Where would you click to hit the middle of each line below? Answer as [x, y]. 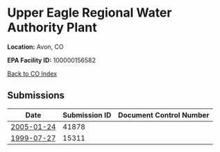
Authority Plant [52, 27]
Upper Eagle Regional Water [90, 13]
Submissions [36, 95]
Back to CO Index [32, 74]
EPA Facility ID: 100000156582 [51, 60]
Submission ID [87, 115]
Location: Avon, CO [35, 47]
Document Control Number [163, 115]
